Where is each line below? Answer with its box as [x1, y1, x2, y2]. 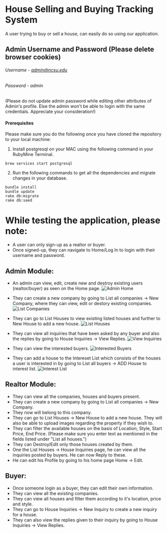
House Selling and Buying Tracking [5, 3, 153, 15]
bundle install [5, 185, 37, 190]
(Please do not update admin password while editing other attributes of [5, 98, 152, 104]
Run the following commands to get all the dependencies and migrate [12, 170, 156, 176]
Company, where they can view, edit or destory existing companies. [12, 300, 152, 306]
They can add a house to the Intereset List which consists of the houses [12, 355, 161, 361]
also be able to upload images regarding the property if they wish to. [12, 420, 154, 426]
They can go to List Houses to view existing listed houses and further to [12, 315, 161, 321]
